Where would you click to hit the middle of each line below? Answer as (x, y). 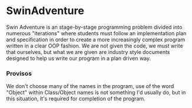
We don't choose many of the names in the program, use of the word (90, 86)
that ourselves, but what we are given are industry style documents (88, 52)
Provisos (19, 73)
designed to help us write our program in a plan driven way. (79, 58)
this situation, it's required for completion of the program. (76, 99)
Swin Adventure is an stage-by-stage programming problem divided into (94, 27)
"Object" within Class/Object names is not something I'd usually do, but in (96, 93)
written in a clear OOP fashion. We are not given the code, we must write (95, 46)
